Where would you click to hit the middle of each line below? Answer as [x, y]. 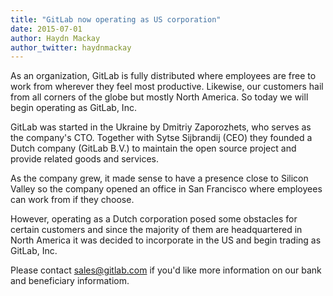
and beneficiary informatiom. [70, 281]
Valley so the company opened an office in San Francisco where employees [166, 189]
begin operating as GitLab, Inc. [73, 108]
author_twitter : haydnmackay [71, 47]
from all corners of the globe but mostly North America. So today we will [159, 97]
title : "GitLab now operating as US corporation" [116, 19]
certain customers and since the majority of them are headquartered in [156, 230]
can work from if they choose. [72, 200]
